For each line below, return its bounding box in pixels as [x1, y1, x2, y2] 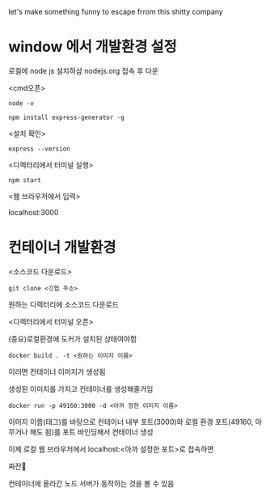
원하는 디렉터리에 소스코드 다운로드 [8, 299, 119, 309]
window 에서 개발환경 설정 [8, 38, 178, 56]
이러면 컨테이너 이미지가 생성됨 [8, 367, 107, 376]
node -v [8, 99, 35, 108]
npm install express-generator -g [8, 113, 125, 121]
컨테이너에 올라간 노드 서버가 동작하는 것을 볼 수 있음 [8, 478, 175, 488]
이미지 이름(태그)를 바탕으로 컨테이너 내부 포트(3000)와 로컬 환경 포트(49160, [8, 417, 254, 426]
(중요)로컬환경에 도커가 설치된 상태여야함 [8, 333, 137, 343]
